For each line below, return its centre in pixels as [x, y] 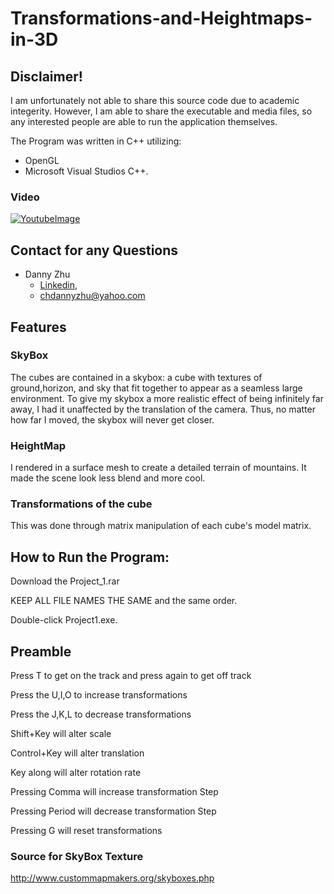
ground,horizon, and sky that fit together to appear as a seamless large [156, 388]
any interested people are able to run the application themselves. [144, 121]
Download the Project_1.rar [65, 581]
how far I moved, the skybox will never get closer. [112, 419]
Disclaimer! [46, 76]
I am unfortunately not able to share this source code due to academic [155, 100]
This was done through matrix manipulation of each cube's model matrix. [161, 526]
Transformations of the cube [81, 504]
